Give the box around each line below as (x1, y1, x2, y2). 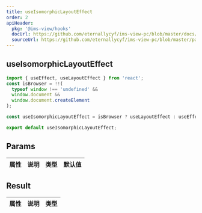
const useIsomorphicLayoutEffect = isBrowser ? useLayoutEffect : (6, 114, 176, 120)
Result (6, 181, 31, 191)
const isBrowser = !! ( (6, 81, 63, 87)
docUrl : (11, 31, 31, 37)
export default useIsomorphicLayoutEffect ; (6, 125, 117, 131)
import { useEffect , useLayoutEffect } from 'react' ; (6, 75, 144, 81)
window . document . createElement (11, 97, 90, 103)
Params (6, 141, 35, 152)
